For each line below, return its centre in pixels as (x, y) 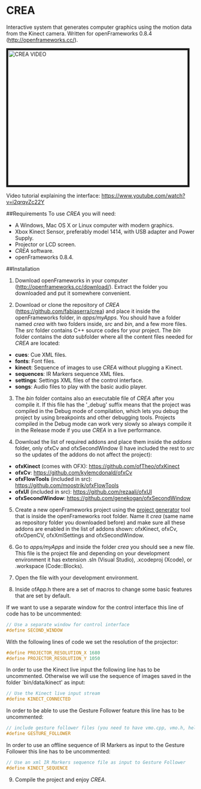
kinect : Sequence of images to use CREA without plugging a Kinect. (99, 367)
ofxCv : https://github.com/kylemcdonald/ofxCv (74, 473)
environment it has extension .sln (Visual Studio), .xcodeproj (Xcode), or (103, 560)
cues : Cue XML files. (41, 354)
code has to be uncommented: (44, 614)
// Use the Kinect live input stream (53, 694)
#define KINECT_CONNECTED (38, 699)
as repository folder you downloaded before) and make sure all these (100, 522)
